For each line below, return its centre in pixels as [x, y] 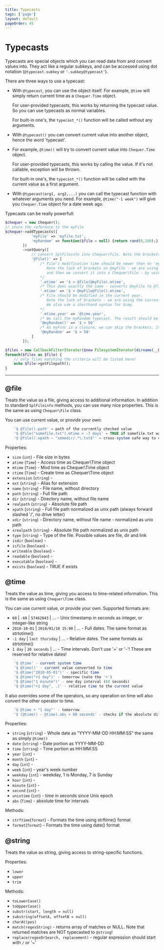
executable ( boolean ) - [35, 561]
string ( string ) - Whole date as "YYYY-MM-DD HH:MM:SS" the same [83, 733]
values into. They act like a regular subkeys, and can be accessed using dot [81, 66]
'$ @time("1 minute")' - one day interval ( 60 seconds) [72, 682]
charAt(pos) [24, 922]
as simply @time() [30, 739]
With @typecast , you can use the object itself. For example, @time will [81, 91]
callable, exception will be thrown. [46, 169]
